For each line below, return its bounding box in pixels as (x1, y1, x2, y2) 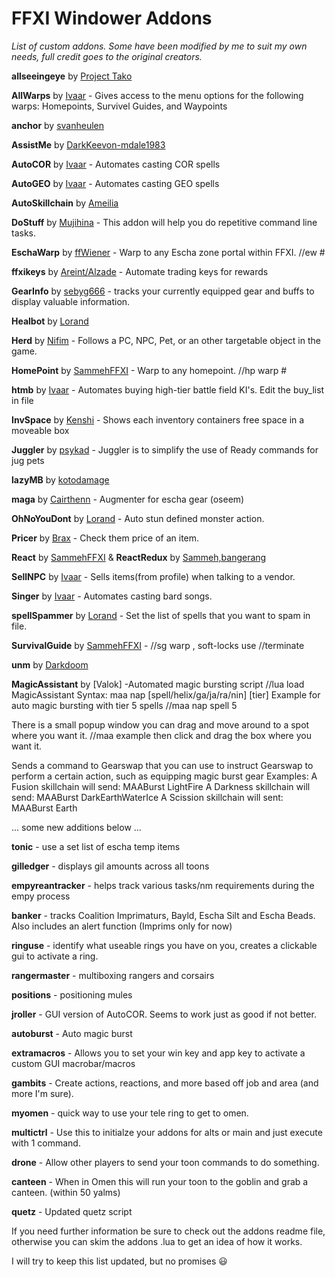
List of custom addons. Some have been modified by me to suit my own (11, 40, 308, 52)
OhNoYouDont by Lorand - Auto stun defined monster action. (11, 512, 265, 524)
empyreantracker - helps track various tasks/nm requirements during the (11, 879, 315, 891)
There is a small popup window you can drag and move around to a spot (11, 718, 310, 731)
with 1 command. (11, 1137, 81, 1149)
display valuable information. (11, 295, 131, 307)
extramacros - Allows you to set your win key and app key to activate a (11, 1047, 306, 1059)
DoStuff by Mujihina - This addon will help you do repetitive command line (11, 216, 318, 228)
